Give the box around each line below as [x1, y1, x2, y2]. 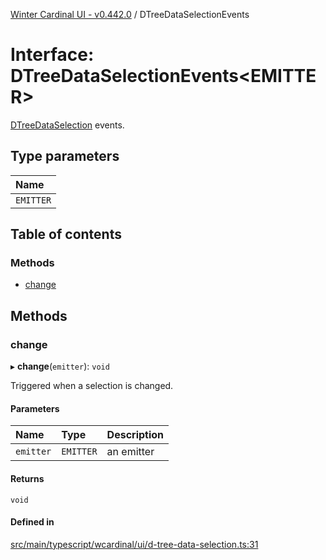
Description [106, 428, 165, 442]
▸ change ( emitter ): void [10, 360, 110, 373]
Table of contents [10, 226, 122, 243]
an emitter [106, 445, 155, 459]
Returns [10, 472, 45, 484]
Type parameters [10, 148, 120, 165]
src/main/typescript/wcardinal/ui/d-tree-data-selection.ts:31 [10, 538, 259, 550]
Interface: [10, 44, 95, 66]
